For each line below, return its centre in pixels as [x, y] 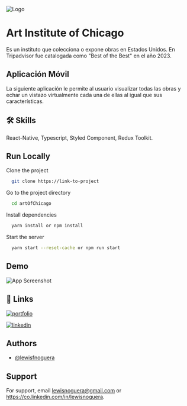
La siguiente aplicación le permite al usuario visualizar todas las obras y [93, 88]
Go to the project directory [38, 193]
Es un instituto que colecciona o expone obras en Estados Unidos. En [91, 49]
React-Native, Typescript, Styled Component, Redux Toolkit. [80, 138]
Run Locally [28, 156]
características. [25, 101]
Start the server [25, 237]
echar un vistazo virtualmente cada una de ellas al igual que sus [84, 95]
